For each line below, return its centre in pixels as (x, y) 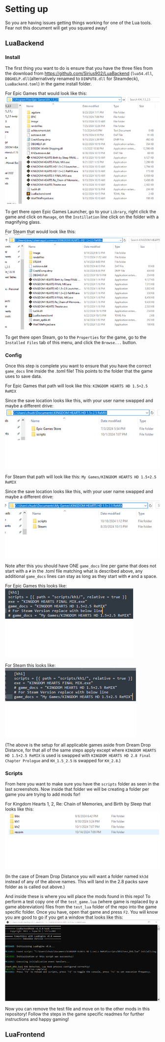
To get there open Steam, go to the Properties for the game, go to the (76, 337)
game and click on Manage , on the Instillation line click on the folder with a (82, 217)
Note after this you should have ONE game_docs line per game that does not (81, 566)
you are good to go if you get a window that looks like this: (64, 917)
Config (14, 355)
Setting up (27, 9)
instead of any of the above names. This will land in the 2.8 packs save (77, 881)
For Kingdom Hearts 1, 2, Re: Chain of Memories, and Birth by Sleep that (78, 804)
